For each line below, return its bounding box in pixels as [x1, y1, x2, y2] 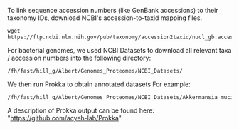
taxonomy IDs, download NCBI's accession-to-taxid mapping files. [7, 14, 203, 22]
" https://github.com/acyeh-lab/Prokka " [7, 114, 122, 122]
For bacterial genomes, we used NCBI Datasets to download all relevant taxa [7, 46, 232, 54]
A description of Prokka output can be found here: [7, 106, 155, 115]
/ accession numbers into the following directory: [7, 53, 152, 62]
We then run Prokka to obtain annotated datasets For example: [7, 80, 191, 88]
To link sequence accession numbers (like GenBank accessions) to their [7, 6, 218, 14]
